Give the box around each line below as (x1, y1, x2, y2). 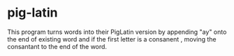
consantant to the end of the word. (7, 42, 107, 50)
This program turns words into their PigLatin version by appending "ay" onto (7, 28, 227, 36)
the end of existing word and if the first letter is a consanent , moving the (7, 35, 217, 43)
